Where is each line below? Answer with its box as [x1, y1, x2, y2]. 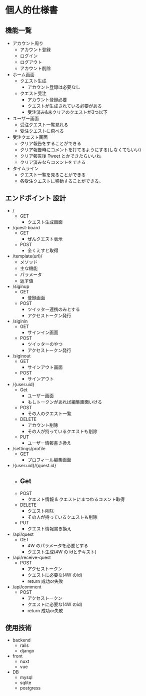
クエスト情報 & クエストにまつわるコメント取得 [27, 496, 125, 502]
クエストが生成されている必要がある [27, 103, 102, 109]
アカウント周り [12, 41, 43, 46]
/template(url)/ [12, 253, 42, 259]
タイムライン [12, 166, 39, 171]
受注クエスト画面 [12, 134, 48, 140]
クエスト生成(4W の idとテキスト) [27, 549, 96, 555]
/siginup [12, 283, 29, 289]
